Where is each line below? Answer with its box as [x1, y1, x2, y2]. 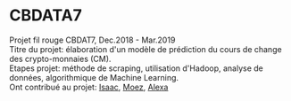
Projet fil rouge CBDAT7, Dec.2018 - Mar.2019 [9, 35, 176, 45]
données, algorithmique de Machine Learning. [9, 72, 179, 82]
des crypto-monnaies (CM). [9, 53, 112, 64]
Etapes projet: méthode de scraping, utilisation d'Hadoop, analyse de [9, 63, 263, 74]
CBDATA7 [9, 5, 83, 26]
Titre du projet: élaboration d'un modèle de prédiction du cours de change [9, 43, 283, 54]
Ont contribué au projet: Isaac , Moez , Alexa [9, 82, 169, 92]
